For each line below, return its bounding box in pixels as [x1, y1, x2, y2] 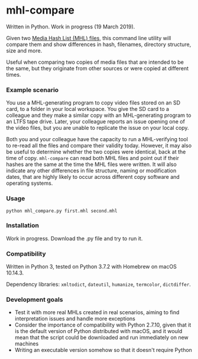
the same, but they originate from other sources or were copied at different [6, 64, 189, 71]
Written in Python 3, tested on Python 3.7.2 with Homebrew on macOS [6, 263, 177, 270]
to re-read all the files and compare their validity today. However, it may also [6, 142, 192, 149]
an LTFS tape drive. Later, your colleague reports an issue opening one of [6, 118, 185, 125]
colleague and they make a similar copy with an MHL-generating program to [6, 112, 191, 119]
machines [14, 340, 39, 347]
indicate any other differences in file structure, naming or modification [6, 167, 177, 174]
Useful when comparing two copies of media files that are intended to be [6, 58, 184, 66]
